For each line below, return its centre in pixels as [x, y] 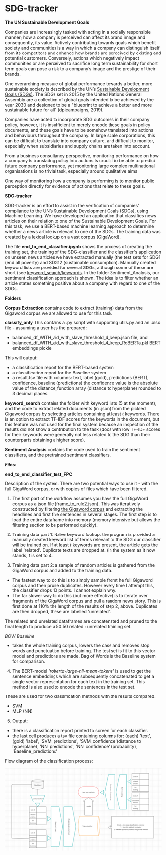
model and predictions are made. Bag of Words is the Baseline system [84, 656]
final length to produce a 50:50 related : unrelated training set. [69, 626]
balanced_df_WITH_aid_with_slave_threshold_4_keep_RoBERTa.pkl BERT [86, 343]
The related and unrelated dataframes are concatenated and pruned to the [81, 621]
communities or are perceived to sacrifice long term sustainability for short [81, 63]
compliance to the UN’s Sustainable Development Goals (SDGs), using [77, 211]
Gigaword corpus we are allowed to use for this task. [59, 313]
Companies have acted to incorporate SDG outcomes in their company [77, 119]
